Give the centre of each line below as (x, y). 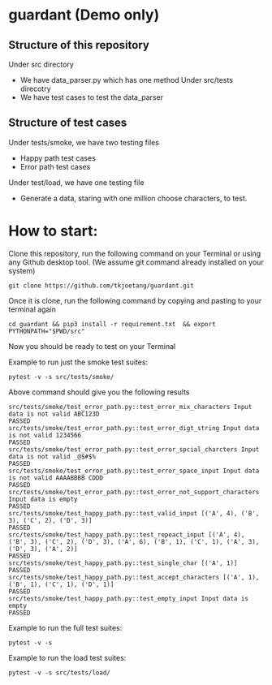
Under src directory (41, 64)
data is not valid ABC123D (54, 414)
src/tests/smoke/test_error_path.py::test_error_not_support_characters (134, 492)
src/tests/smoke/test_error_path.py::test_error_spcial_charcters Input (134, 449)
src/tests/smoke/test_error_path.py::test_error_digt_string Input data (134, 428)
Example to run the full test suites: (65, 627)
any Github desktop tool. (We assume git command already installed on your (136, 262)
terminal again (32, 309)
